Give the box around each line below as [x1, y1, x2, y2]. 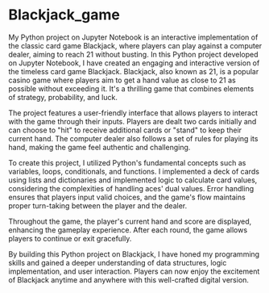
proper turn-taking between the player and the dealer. [8, 200, 188, 211]
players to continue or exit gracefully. [8, 233, 132, 243]
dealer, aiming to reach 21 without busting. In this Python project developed [8, 49, 259, 59]
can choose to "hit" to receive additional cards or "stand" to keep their [8, 125, 242, 135]
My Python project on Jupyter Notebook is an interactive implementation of [8, 32, 259, 42]
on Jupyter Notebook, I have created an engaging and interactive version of [8, 58, 260, 68]
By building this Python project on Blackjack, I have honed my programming [8, 249, 260, 259]
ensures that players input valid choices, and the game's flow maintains [8, 192, 246, 202]
